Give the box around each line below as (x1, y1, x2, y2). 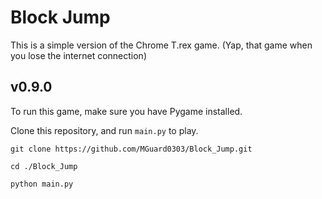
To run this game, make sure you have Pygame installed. (10, 105, 243, 117)
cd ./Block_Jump (10, 161, 78, 171)
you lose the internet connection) (10, 49, 147, 61)
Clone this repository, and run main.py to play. (10, 124, 199, 136)
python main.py (10, 179, 74, 189)
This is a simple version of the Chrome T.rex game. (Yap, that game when (10, 39, 313, 51)
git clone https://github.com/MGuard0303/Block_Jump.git (10, 144, 253, 154)
